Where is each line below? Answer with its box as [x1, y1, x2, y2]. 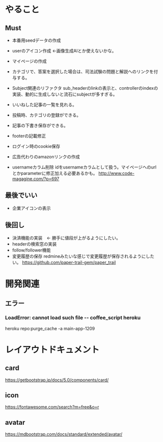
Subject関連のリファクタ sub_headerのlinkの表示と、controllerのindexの [12, 85, 158, 91]
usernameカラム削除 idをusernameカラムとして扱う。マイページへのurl [12, 164, 157, 170]
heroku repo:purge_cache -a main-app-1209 [5, 325, 95, 331]
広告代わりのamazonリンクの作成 [12, 154, 80, 159]
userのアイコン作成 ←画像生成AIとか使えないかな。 [12, 48, 116, 53]
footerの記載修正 [12, 133, 47, 139]
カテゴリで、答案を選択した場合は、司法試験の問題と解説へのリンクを [12, 69, 154, 74]
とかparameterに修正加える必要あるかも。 [12, 171, 98, 176]
